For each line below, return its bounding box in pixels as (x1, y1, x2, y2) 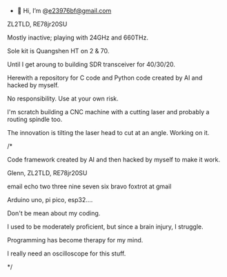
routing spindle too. (7, 115, 63, 123)
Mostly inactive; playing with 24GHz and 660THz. (7, 33, 148, 42)
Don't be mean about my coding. (7, 209, 101, 217)
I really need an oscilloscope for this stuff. (7, 249, 126, 258)
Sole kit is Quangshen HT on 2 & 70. (7, 47, 110, 55)
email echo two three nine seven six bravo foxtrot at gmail (7, 182, 172, 190)
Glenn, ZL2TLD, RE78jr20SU (7, 169, 88, 177)
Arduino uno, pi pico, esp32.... (7, 196, 93, 204)
